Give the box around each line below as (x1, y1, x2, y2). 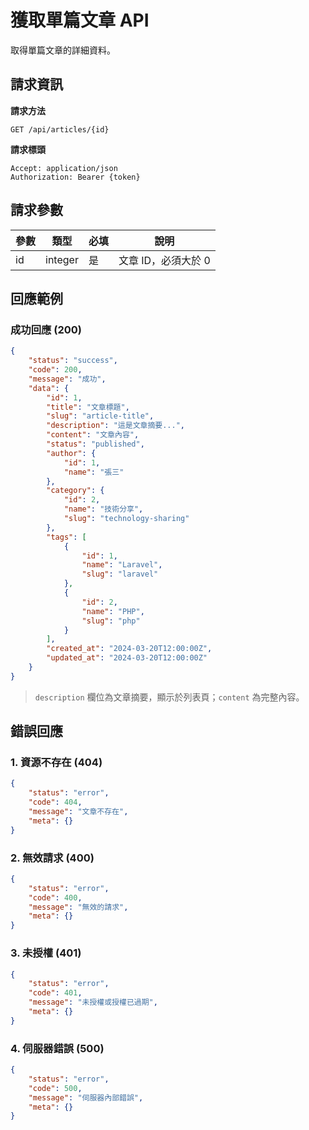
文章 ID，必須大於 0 (118, 253, 211, 267)
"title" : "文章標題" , (46, 402, 130, 412)
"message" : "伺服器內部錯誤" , (28, 1092, 144, 1103)
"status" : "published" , (46, 439, 145, 449)
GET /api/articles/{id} (10, 124, 110, 135)
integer (45, 252, 79, 266)
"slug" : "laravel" (81, 569, 159, 580)
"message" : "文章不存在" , (28, 807, 129, 817)
